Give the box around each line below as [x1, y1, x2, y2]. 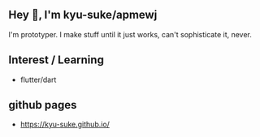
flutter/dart [19, 75, 57, 84]
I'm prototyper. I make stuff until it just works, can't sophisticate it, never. [8, 29, 252, 39]
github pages [8, 98, 77, 112]
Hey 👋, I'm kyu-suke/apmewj [8, 8, 158, 22]
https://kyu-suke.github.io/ [19, 119, 110, 130]
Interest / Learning [8, 54, 104, 67]
